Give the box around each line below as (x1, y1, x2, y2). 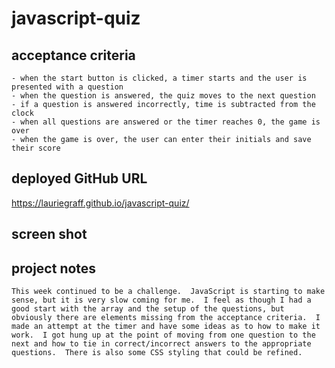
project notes (11, 260, 97, 277)
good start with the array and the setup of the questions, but (11, 304, 285, 314)
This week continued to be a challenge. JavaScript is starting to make (11, 287, 326, 297)
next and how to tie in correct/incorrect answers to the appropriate (11, 339, 312, 349)
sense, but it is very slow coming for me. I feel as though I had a (11, 295, 312, 306)
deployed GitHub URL (11, 170, 148, 187)
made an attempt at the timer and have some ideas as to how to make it (11, 322, 321, 332)
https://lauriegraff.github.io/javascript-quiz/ (11, 197, 190, 209)
